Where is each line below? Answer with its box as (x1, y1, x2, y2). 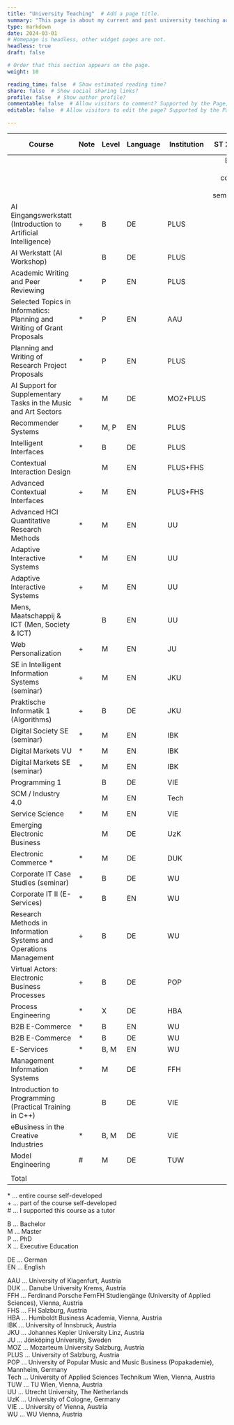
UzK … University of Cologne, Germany (7, 1395, 120, 1403)
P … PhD (7, 1234, 33, 1243)
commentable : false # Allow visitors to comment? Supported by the (7, 100, 210, 107)
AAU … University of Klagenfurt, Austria (7, 1276, 122, 1285)
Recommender (10, 418, 59, 428)
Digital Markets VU (10, 746, 72, 756)
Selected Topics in (10, 297, 71, 306)
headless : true (7, 43, 52, 50)
